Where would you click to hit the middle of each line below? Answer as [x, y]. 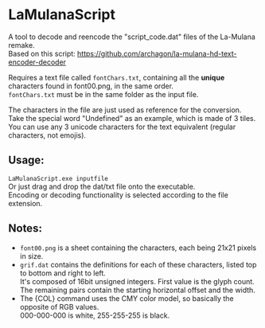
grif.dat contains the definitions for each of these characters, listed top [138, 264]
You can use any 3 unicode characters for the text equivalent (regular [122, 127]
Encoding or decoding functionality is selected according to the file [118, 195]
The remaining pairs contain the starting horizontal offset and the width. [138, 290]
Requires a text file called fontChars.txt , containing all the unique [117, 77]
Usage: [27, 160]
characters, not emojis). [47, 135]
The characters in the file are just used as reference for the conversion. [125, 110]
